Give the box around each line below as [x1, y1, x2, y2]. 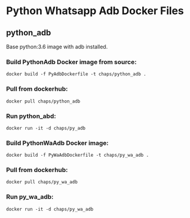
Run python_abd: [6, 112, 56, 120]
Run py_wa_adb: [6, 193, 54, 201]
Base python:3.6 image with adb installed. [6, 43, 108, 50]
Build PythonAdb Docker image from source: [6, 58, 137, 66]
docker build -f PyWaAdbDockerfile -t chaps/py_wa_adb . [6, 152, 149, 158]
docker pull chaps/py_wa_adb [6, 179, 78, 185]
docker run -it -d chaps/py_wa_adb [6, 206, 94, 212]
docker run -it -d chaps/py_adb [6, 125, 86, 131]
